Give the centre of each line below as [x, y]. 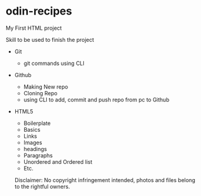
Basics [32, 129]
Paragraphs [38, 155]
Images [33, 142]
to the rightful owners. [42, 186]
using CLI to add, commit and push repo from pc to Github [96, 100]
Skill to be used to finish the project [50, 39]
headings [35, 149]
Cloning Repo [40, 93]
